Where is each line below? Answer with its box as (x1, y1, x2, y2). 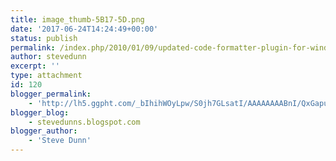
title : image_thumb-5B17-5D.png (10, 14, 145, 25)
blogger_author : (10, 126, 78, 136)
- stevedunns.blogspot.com (28, 117, 141, 127)
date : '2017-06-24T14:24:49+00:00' (10, 24, 159, 34)
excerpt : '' (10, 61, 60, 71)
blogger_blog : (10, 107, 70, 118)
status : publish (10, 33, 78, 43)
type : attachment (10, 71, 83, 81)
